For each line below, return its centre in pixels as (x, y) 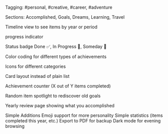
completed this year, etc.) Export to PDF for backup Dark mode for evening (83, 121)
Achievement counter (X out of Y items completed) (58, 86)
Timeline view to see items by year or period (51, 27)
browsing (15, 126)
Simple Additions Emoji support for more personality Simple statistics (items (84, 115)
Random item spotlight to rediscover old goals (53, 96)
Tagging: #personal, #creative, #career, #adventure (59, 7)
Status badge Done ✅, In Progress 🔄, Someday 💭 (56, 47)
